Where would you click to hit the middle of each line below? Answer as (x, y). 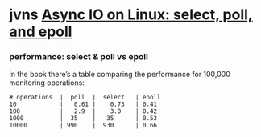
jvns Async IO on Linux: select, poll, (131, 15)
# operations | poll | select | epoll (85, 98)
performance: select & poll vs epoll (79, 57)
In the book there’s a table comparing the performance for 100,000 (120, 75)
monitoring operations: (47, 83)
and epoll (41, 32)
